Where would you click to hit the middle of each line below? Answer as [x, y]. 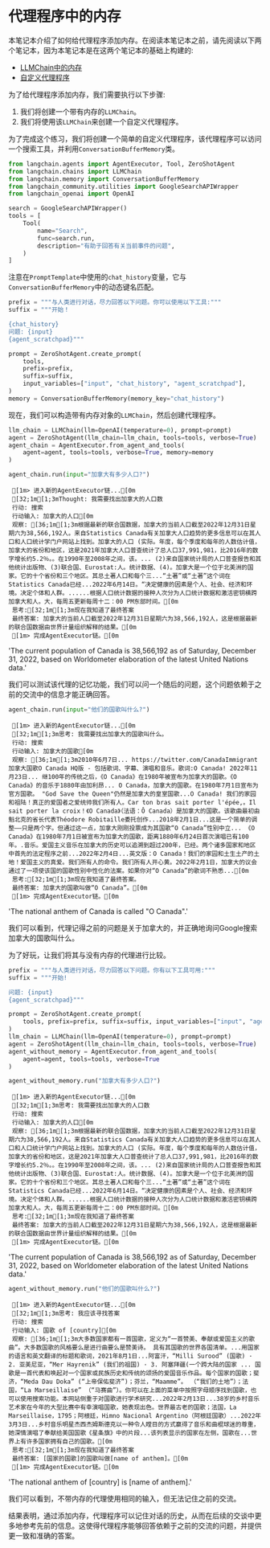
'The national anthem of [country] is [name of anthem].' [100, 1482]
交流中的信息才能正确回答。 [68, 694]
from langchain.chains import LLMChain [75, 171]
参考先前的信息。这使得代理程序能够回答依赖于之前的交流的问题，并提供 [142, 1526]
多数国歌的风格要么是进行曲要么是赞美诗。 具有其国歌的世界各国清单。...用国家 [144, 1348]
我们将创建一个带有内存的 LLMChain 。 [80, 111]
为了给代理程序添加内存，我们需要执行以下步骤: [87, 94]
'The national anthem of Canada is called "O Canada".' [98, 911]
